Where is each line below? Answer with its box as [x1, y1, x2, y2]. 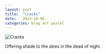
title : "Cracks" [5, 12, 41, 17]
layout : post [5, 7, 32, 12]
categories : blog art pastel [5, 20, 64, 26]
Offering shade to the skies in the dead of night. [5, 43, 102, 49]
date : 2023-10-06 [5, 16, 45, 21]
